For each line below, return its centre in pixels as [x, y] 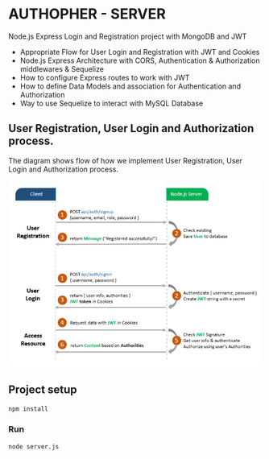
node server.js [34, 447]
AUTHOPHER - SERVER [87, 14]
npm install [28, 409]
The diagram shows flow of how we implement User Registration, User [126, 160]
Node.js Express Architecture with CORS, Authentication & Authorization [140, 60]
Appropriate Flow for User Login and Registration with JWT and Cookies [140, 52]
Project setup [43, 389]
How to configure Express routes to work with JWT [105, 77]
